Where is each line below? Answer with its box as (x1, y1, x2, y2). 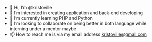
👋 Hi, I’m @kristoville (9, 5, 52, 10)
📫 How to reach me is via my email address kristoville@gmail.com (9, 31, 147, 37)
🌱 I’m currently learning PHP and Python (9, 15, 93, 21)
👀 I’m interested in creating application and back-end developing (9, 10, 143, 16)
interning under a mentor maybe (9, 26, 76, 32)
